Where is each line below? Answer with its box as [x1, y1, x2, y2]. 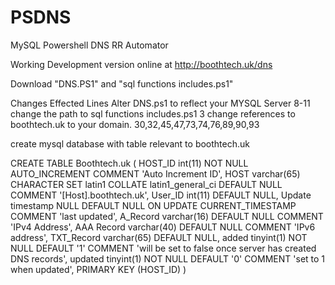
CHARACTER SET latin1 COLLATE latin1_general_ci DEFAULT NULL [10, 178, 283, 190]
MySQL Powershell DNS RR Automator [10, 39, 169, 51]
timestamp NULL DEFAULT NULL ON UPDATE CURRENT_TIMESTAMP [10, 199, 297, 211]
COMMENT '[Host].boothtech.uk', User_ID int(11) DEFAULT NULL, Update [10, 189, 312, 201]
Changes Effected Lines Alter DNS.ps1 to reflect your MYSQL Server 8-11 [10, 97, 311, 109]
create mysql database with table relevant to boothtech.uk [10, 137, 250, 150]
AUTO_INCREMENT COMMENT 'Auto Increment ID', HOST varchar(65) [10, 167, 301, 180]
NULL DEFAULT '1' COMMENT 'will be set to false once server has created [10, 242, 317, 254]
